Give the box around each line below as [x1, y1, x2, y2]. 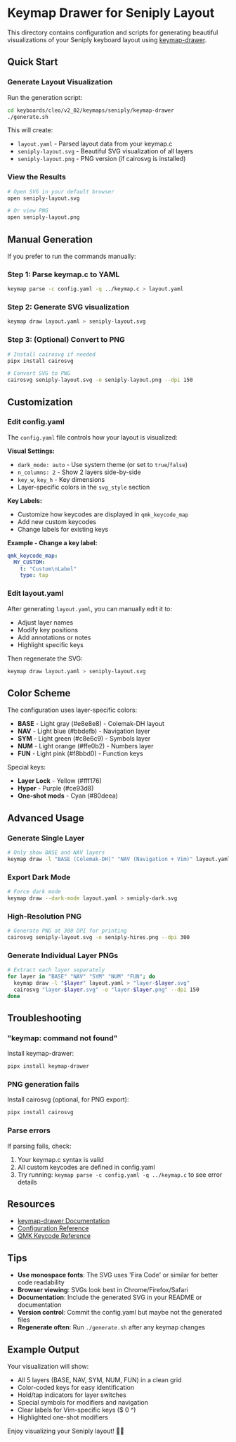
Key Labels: [7, 496, 42, 504]
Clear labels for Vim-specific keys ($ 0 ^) [17, 1405, 136, 1414]
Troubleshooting [7, 1012, 82, 1024]
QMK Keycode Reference [17, 1232, 91, 1240]
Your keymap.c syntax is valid [17, 1155, 104, 1163]
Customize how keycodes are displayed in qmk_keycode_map [17, 510, 189, 518]
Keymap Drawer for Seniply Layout [7, 5, 215, 21]
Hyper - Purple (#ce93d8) [17, 784, 94, 793]
